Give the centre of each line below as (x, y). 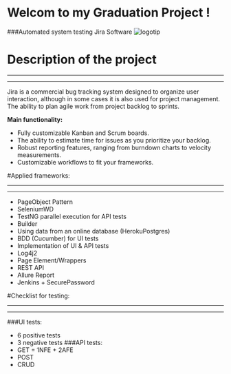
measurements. (39, 155)
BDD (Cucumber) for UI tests (58, 238)
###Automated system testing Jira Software (70, 32)
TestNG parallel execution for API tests (72, 216)
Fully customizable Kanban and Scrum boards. (83, 133)
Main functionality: (35, 119)
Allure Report (36, 275)
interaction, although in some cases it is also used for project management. (114, 98)
